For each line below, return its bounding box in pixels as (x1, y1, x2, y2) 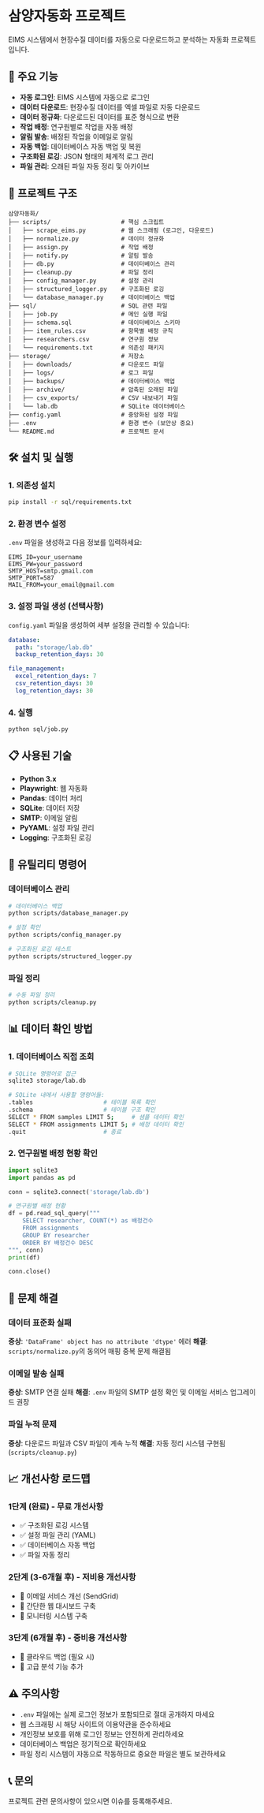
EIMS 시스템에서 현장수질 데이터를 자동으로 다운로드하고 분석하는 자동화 (8, 35, 229, 44)
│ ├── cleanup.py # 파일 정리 (8, 268, 154, 276)
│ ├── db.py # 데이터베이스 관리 (8, 259, 176, 268)
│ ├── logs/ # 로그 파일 (8, 368, 154, 377)
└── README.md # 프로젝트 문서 (8, 427, 165, 435)
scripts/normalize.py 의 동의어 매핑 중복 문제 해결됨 (8, 1346, 172, 1356)
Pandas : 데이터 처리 (19, 793, 83, 803)
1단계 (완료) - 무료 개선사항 (8, 1501, 104, 1512)
